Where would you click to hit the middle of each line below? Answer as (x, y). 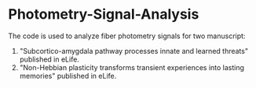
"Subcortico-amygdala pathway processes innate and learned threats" (134, 51)
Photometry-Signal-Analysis (104, 14)
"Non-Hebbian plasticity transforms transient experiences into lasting (132, 67)
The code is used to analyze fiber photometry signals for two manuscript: (127, 36)
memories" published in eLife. (68, 76)
